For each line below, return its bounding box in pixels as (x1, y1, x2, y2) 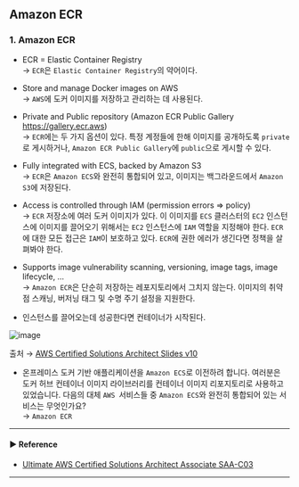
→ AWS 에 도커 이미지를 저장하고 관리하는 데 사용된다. (21, 93, 203, 103)
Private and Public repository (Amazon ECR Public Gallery (21, 111, 234, 121)
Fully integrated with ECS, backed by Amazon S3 (21, 160, 202, 170)
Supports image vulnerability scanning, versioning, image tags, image (21, 261, 279, 272)
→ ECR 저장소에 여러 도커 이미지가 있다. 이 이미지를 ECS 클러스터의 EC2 (21, 210, 265, 221)
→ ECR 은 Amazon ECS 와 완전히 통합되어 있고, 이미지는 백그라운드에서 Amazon (21, 170, 284, 181)
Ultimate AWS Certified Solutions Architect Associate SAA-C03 (21, 458, 254, 469)
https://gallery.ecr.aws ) (21, 120, 108, 131)
